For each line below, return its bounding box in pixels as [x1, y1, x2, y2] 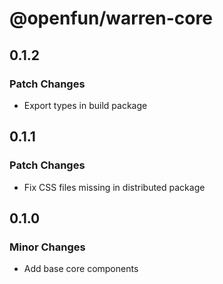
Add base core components [23, 263, 139, 275]
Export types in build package [23, 99, 148, 111]
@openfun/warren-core [9, 7, 213, 30]
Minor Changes [9, 240, 86, 254]
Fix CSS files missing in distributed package [23, 181, 206, 193]
